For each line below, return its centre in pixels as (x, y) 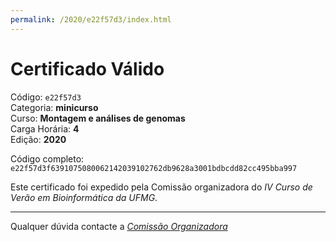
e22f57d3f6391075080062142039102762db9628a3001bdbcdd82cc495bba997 (154, 168)
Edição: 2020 (38, 139)
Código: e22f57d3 (46, 97)
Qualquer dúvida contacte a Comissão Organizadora (119, 226)
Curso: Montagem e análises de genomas (98, 118)
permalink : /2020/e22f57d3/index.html (91, 19)
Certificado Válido (87, 68)
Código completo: (47, 158)
